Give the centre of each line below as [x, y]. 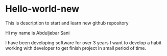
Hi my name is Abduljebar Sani [38, 33]
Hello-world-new [42, 9]
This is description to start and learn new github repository [67, 23]
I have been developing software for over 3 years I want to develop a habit [83, 43]
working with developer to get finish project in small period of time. [76, 48]
